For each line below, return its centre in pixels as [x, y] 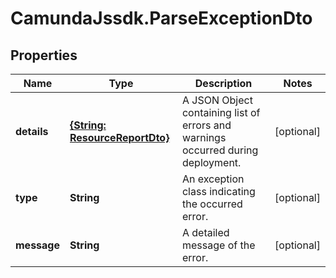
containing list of [221, 112]
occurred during [220, 150]
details [32, 131]
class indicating [218, 191]
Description [223, 83]
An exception [213, 179]
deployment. [211, 162]
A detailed [205, 232]
